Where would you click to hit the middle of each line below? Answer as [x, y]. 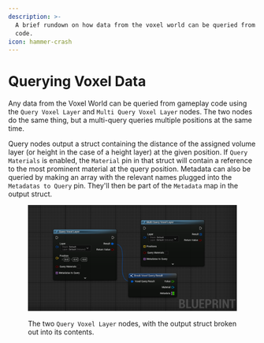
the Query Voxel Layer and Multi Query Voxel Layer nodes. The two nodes [130, 112]
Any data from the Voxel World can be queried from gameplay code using [128, 103]
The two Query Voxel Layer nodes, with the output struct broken [132, 323]
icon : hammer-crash [40, 42]
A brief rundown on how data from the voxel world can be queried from [136, 25]
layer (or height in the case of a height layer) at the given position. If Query [128, 152]
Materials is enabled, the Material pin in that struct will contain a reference [130, 161]
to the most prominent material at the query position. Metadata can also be [130, 169]
